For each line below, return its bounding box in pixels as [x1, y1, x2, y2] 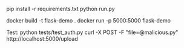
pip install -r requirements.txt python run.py [6, 5, 115, 12]
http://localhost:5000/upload [6, 35, 79, 42]
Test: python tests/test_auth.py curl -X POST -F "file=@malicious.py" [6, 29, 179, 36]
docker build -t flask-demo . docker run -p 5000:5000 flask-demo [6, 17, 171, 24]
